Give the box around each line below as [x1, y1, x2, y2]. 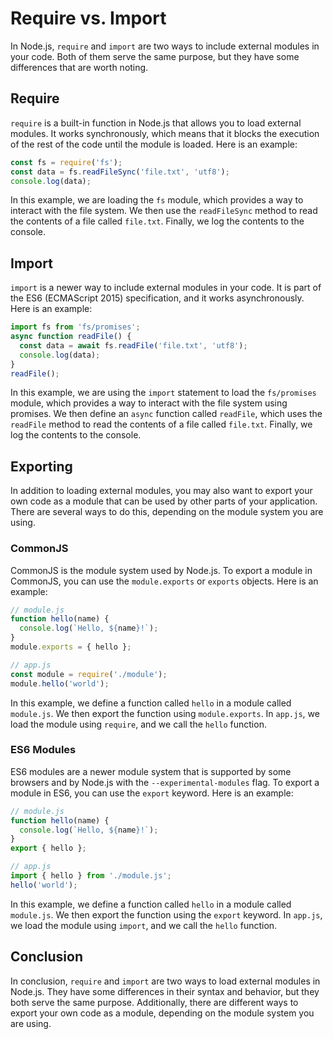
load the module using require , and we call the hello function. [10, 718, 267, 730]
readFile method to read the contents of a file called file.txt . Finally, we [10, 418, 313, 431]
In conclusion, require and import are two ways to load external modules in [10, 975, 321, 987]
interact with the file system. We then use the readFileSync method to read [10, 205, 318, 217]
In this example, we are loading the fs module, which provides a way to [10, 194, 304, 206]
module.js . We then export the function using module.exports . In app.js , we [10, 707, 320, 719]
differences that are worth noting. [10, 61, 149, 73]
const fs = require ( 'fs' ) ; [10, 157, 123, 167]
